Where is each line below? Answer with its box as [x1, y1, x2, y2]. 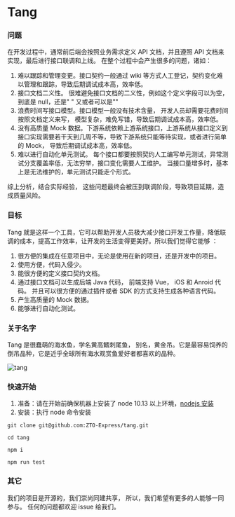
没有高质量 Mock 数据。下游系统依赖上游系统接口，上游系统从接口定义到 [17, 124, 228, 132]
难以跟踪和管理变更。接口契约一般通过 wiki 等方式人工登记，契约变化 [17, 71, 217, 80]
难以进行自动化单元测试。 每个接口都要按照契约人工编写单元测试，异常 [17, 150, 222, 158]
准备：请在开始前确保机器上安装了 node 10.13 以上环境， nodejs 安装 [17, 399, 214, 408]
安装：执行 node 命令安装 [17, 408, 92, 417]
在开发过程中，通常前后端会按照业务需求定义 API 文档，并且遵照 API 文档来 [7, 48, 224, 56]
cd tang [7, 434, 30, 441]
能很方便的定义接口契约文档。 [17, 269, 104, 277]
